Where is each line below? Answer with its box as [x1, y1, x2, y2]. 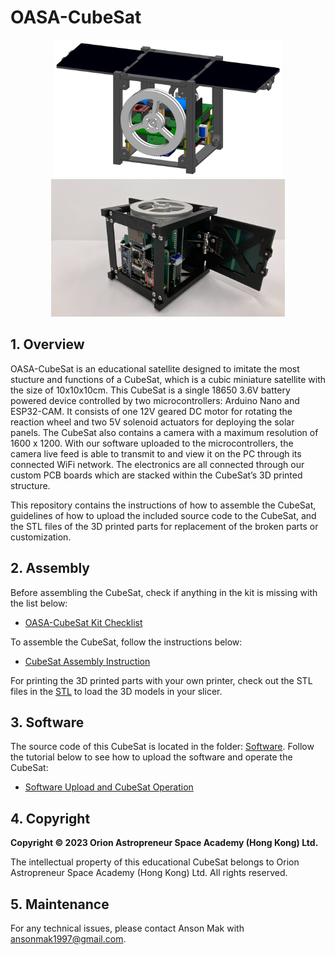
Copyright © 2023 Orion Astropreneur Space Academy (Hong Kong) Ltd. [10, 837, 319, 849]
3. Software [10, 714, 85, 731]
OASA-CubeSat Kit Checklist [24, 616, 143, 628]
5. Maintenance [10, 896, 110, 913]
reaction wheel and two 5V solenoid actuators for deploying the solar [10, 416, 295, 428]
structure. [10, 479, 51, 491]
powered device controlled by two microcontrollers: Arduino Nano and [10, 394, 300, 406]
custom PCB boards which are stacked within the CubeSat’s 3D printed [10, 469, 303, 481]
